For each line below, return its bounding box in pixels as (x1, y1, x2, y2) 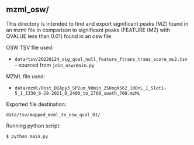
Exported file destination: (6, 101, 67, 108)
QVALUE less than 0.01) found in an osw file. (6, 32, 113, 40)
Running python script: (6, 122, 61, 129)
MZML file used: (6, 72, 46, 80)
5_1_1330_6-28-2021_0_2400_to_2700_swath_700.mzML (14, 90, 141, 96)
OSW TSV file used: (6, 44, 54, 51)
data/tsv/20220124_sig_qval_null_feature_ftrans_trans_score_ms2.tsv (14, 56, 188, 62)
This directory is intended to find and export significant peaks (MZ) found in (6, 20, 189, 27)
